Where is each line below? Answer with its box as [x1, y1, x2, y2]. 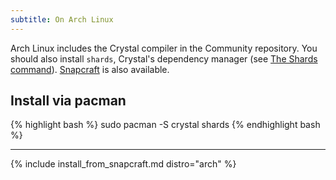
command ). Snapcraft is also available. [10, 63, 170, 75]
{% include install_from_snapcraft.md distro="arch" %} [10, 158, 237, 170]
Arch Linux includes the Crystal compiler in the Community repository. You [10, 42, 318, 54]
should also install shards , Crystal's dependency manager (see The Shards [10, 52, 318, 65]
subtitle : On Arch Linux [10, 14, 114, 25]
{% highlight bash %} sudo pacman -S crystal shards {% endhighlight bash [10, 119, 321, 131]
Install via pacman [10, 92, 127, 110]
